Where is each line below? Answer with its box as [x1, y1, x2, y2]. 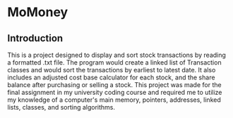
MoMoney [7, 4, 68, 20]
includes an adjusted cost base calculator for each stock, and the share [7, 73, 215, 81]
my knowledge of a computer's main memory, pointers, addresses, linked [7, 96, 221, 104]
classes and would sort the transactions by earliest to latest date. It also [7, 66, 216, 74]
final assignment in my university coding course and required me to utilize [7, 88, 222, 96]
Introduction [7, 32, 64, 44]
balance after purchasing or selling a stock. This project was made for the [7, 81, 222, 88]
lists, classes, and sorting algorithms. [7, 103, 115, 111]
